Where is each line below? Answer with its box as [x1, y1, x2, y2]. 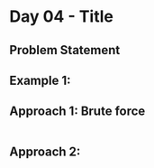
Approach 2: [9, 145, 81, 160]
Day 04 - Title [9, 6, 114, 27]
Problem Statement [9, 42, 121, 58]
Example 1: [9, 72, 71, 88]
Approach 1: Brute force [9, 104, 146, 119]
